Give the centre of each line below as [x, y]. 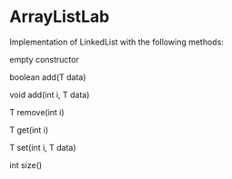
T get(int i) [29, 130]
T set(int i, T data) [43, 147]
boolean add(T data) [48, 77]
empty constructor [44, 59]
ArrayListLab [60, 17]
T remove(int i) [37, 112]
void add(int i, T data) [50, 94]
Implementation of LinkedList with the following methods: [117, 42]
